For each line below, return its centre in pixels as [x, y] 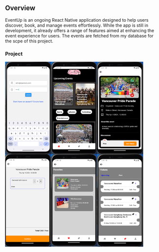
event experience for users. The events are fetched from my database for [79, 36]
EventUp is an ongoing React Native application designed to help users [77, 20]
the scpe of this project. [29, 41]
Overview [20, 8]
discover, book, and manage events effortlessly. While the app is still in [77, 25]
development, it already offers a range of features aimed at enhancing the [80, 30]
